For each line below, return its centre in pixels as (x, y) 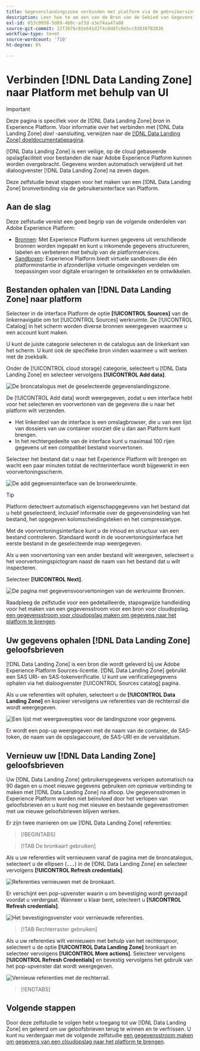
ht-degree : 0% (24, 45)
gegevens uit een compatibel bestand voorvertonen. (79, 448)
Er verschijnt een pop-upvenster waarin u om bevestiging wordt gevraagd (97, 893)
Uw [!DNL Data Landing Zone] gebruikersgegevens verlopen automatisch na (100, 780)
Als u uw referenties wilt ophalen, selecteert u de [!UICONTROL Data (91, 695)
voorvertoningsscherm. (35, 472)
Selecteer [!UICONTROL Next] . (44, 580)
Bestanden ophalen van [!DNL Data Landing (89, 290)
